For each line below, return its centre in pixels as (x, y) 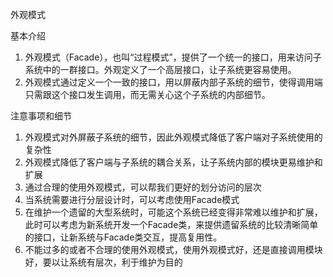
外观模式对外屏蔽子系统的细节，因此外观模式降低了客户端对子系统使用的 (173, 137)
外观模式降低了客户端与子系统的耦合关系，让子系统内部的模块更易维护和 (173, 162)
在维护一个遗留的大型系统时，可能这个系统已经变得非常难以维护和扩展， (173, 212)
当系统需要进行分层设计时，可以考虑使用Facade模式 (132, 199)
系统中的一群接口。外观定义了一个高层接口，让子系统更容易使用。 (160, 69)
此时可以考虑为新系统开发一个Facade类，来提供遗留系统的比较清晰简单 (171, 224)
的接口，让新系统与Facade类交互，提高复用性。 (123, 237)
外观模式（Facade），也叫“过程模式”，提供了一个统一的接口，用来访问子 (173, 57)
